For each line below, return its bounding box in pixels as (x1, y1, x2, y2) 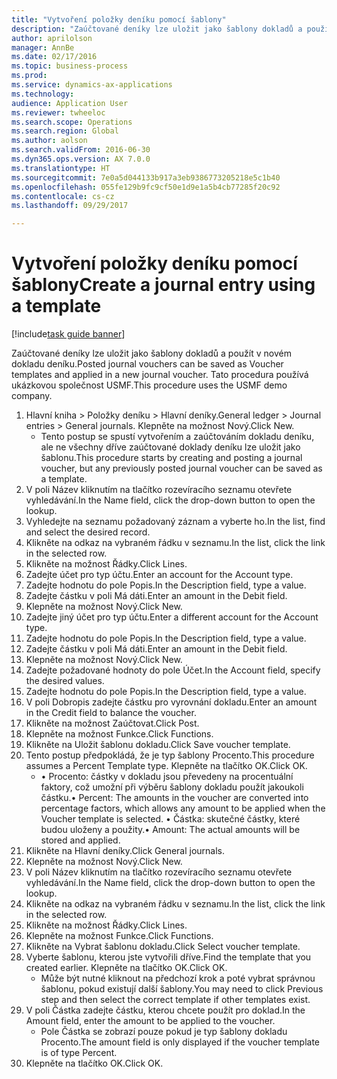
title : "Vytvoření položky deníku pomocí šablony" (11, 14, 227, 25)
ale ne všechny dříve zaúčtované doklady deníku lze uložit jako (40, 441, 301, 453)
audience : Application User (11, 98, 129, 108)
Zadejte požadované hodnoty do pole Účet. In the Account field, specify (25, 664, 321, 676)
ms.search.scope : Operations (11, 117, 133, 127)
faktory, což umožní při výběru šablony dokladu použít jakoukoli (40, 781, 304, 793)
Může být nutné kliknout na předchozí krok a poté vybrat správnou (40, 972, 316, 985)
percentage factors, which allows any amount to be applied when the (40, 802, 326, 815)
